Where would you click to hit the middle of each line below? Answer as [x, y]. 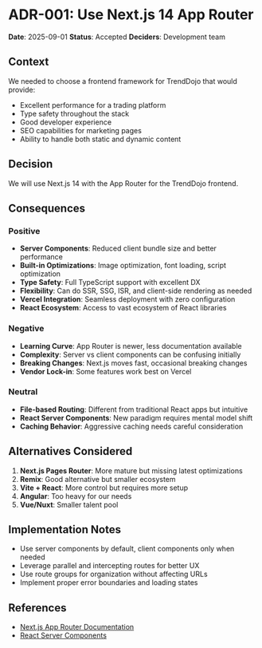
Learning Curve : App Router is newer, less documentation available [131, 346]
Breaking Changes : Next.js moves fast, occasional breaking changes [133, 363]
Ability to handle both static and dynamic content [100, 139]
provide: [22, 89]
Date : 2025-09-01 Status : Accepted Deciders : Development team [117, 37]
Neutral [23, 392]
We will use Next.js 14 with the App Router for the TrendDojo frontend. [123, 183]
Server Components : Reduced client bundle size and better [118, 248]
